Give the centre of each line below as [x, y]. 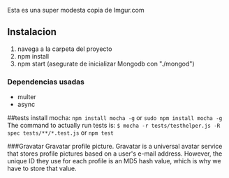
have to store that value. [42, 169]
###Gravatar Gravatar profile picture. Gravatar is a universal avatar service [115, 147]
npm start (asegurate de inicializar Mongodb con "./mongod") [106, 64]
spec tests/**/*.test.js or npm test [60, 133]
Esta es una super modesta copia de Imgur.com [76, 10]
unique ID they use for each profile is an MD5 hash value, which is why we [114, 161]
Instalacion [32, 32]
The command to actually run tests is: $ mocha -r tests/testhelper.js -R [114, 126]
